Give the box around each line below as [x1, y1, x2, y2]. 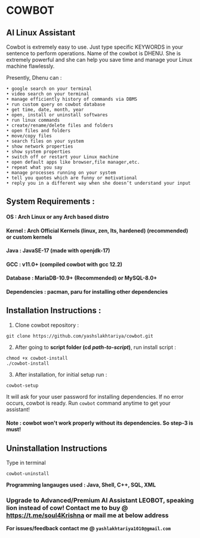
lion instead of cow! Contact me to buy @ [6, 504, 128, 512]
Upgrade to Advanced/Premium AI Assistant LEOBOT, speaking [6, 496, 194, 504]
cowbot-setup [6, 382, 39, 389]
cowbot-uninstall [6, 471, 50, 477]
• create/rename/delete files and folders [6, 122, 113, 128]
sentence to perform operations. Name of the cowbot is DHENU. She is [6, 50, 181, 57]
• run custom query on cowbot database [6, 101, 106, 107]
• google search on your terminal [6, 86, 93, 92]
